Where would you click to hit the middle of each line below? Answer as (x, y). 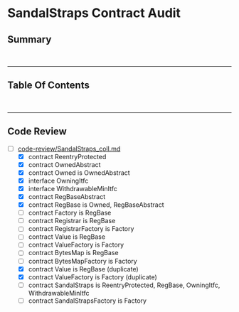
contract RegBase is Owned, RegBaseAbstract (96, 205)
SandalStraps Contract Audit (94, 13)
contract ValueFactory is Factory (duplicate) (93, 277)
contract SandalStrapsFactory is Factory (87, 301)
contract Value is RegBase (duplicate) (83, 269)
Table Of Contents (49, 86)
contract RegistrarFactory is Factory (81, 229)
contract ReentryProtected (67, 156)
